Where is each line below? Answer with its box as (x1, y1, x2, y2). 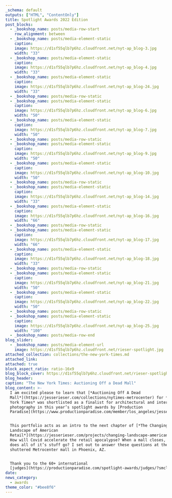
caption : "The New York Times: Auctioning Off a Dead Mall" (5, 381, 137, 386)
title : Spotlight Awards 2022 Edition (5, 17, 88, 22)
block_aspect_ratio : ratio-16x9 (5, 366, 74, 371)
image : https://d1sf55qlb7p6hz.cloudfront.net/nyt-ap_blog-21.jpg (14, 280, 159, 286)
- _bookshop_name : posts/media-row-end (10, 333, 95, 338)
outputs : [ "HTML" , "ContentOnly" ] (5, 12, 79, 17)
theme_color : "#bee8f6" (5, 485, 56, 490)
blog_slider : (5, 337, 33, 343)
